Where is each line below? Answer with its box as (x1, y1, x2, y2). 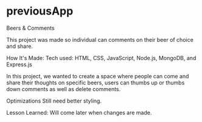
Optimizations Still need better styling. (6, 97, 102, 104)
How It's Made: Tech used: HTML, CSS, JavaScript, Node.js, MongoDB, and (6, 54, 197, 61)
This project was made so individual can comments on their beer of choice (6, 36, 193, 43)
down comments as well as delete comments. (6, 85, 121, 92)
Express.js (6, 61, 32, 68)
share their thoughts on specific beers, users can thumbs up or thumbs (6, 79, 185, 86)
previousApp (6, 4, 74, 18)
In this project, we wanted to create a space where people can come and (6, 72, 189, 80)
